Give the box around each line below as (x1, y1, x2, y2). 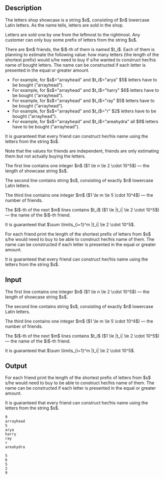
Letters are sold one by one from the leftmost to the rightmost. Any (5, 31, 140, 37)
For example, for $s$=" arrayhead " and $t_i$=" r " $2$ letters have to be (12, 108, 156, 114)
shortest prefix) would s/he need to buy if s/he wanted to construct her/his (5, 56, 156, 63)
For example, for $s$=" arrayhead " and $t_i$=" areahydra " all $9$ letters (12, 118, 159, 124)
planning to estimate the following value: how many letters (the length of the (5, 52, 159, 57)
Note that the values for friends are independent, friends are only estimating (5, 148, 159, 154)
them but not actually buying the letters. (5, 153, 86, 159)
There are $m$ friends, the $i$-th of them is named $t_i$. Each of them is (5, 46, 155, 52)
